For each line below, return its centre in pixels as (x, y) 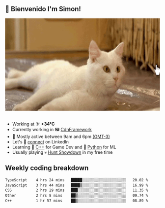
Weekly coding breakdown (47, 168)
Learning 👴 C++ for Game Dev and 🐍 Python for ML (64, 147)
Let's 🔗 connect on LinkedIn (41, 141)
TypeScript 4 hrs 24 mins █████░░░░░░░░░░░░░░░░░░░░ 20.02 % (77, 180)
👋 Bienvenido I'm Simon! (43, 9)
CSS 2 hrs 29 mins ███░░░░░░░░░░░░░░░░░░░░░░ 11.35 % (77, 190)
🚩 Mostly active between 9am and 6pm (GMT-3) (61, 137)
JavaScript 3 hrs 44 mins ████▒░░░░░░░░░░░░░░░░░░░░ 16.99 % (77, 185)
